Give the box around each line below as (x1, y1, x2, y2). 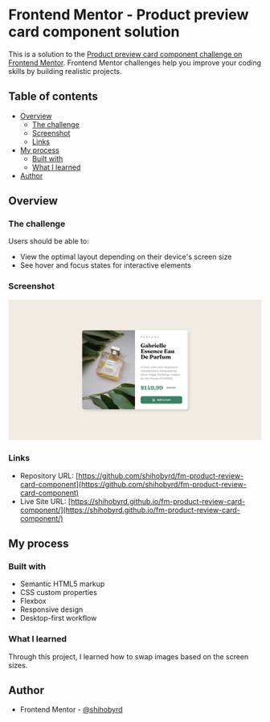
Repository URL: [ (19, 470, 79, 480)
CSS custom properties (19, 588, 98, 597)
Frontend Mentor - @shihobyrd (19, 705, 123, 715)
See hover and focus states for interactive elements (19, 260, 191, 270)
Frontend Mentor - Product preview (8, 6, 249, 24)
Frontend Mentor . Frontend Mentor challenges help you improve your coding (8, 58, 262, 68)
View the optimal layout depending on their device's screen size (19, 252, 232, 262)
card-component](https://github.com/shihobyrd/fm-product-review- (19, 479, 247, 489)
